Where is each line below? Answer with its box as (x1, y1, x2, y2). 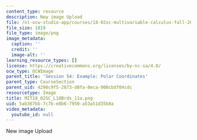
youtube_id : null (11, 111, 54, 117)
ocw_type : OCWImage (6, 68, 54, 74)
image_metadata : (6, 36, 46, 41)
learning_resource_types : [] (6, 57, 77, 63)
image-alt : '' (11, 52, 46, 58)
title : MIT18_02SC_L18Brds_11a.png (6, 95, 93, 101)
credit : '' (11, 47, 38, 52)
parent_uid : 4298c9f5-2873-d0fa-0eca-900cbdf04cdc (6, 85, 133, 90)
